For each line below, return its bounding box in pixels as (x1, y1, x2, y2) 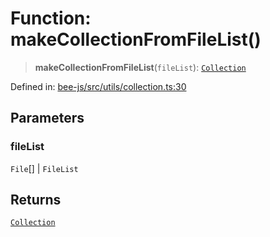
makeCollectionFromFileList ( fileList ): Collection (34, 61, 247, 73)
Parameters (10, 110, 85, 127)
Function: (10, 7, 92, 30)
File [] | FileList (10, 162, 79, 174)
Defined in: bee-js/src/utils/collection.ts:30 (10, 80, 187, 92)
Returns (10, 192, 62, 209)
